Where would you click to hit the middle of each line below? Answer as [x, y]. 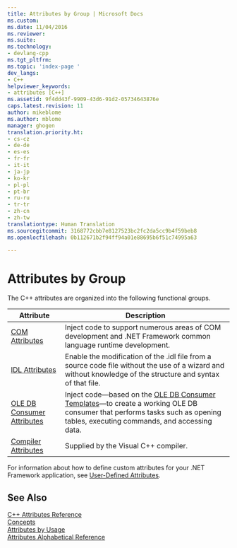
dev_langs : [23, 73]
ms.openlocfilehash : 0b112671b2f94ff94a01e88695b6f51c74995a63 [102, 238]
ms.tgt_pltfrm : [30, 60]
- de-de [19, 146]
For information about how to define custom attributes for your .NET [106, 468]
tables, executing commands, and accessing [139, 421]
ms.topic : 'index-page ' [44, 66]
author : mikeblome [34, 112]
